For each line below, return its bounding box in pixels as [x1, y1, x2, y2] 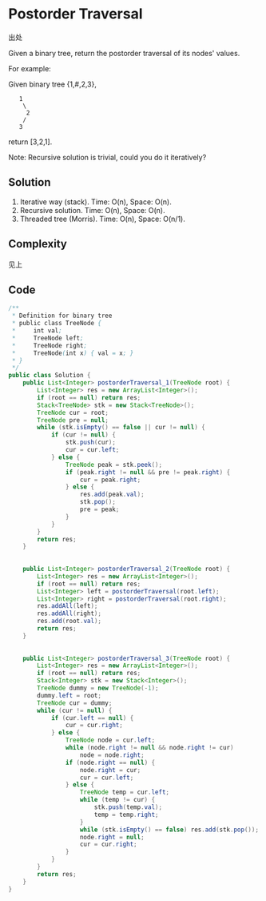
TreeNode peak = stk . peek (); [65, 461, 162, 469]
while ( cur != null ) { [37, 706, 113, 714]
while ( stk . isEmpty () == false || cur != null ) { [37, 424, 205, 432]
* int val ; [11, 327, 62, 335]
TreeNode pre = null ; [37, 416, 109, 424]
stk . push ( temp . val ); [93, 803, 162, 811]
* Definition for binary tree [11, 312, 113, 320]
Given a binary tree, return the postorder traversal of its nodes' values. [8, 48, 240, 58]
